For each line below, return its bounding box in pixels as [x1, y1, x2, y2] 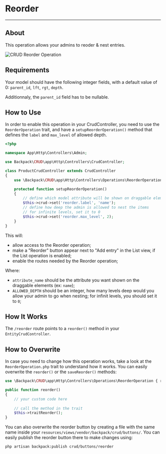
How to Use [5, 108, 41, 116]
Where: [5, 267, 20, 273]
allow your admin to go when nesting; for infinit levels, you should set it [12, 293, 157, 299]
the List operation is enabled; [12, 252, 72, 258]
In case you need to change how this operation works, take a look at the [5, 358, 152, 364]
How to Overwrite [5, 345, 61, 353]
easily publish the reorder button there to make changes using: [5, 435, 133, 441]
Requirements [5, 66, 49, 74]
